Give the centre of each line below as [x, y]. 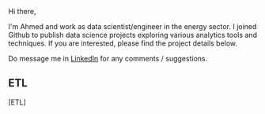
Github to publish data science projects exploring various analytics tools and [132, 35]
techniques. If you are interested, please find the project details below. [123, 43]
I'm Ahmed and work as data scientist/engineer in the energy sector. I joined [132, 26]
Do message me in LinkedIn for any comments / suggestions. [108, 59]
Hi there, [22, 11]
